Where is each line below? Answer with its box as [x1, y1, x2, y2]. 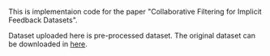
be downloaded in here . [8, 39, 88, 49]
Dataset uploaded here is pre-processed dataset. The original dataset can [8, 31, 255, 40]
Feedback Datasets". [8, 15, 79, 25]
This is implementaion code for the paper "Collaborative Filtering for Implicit [8, 7, 262, 16]
